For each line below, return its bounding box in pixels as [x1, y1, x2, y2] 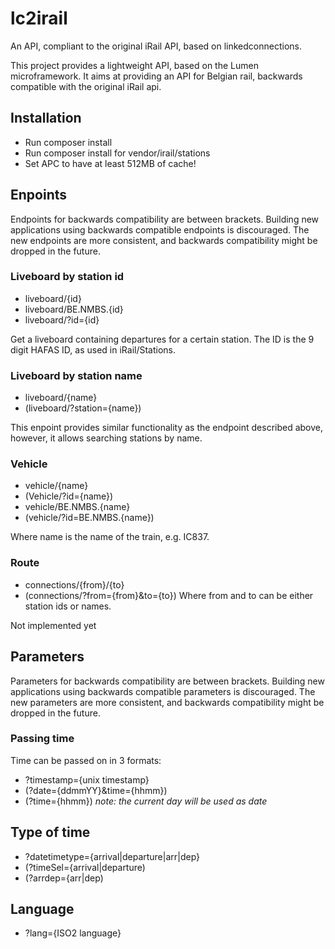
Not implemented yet [10, 619, 97, 631]
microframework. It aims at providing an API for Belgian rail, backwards [10, 70, 303, 82]
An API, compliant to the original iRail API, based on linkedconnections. [10, 40, 303, 52]
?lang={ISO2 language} [24, 927, 122, 939]
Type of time [10, 824, 91, 841]
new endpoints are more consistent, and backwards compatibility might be [10, 234, 318, 246]
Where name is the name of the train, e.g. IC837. [10, 531, 210, 543]
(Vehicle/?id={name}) [24, 490, 114, 502]
